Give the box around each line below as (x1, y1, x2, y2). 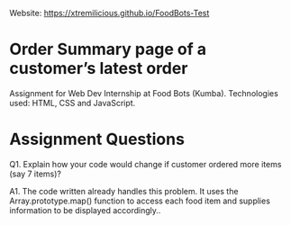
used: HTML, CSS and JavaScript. (9, 97, 136, 108)
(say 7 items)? (9, 168, 61, 179)
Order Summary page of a (9, 40, 207, 59)
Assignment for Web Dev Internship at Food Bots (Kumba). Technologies (9, 87, 279, 98)
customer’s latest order (9, 58, 188, 79)
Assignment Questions (9, 130, 185, 149)
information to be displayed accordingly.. (9, 204, 161, 215)
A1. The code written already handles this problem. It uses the (9, 185, 239, 196)
